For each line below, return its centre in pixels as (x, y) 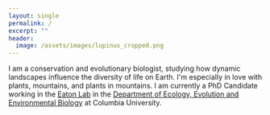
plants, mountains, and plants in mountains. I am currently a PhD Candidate (133, 86)
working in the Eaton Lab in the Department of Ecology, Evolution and (124, 94)
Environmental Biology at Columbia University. (85, 103)
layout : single (34, 16)
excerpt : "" (28, 31)
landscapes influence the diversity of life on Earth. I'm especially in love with (135, 77)
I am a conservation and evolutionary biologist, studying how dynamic (125, 68)
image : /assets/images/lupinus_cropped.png (89, 46)
